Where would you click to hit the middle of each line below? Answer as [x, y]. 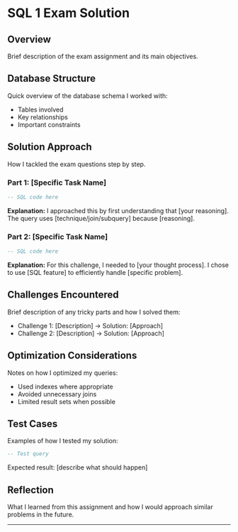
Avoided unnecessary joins [57, 394]
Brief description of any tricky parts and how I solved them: [94, 312]
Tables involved [40, 109]
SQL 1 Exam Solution [68, 13]
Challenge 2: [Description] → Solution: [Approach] [91, 333]
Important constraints [49, 124]
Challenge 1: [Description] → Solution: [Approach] [90, 325]
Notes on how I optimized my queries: [63, 373]
